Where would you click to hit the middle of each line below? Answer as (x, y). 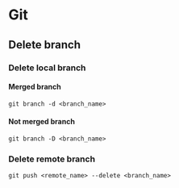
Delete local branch (47, 68)
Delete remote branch (52, 159)
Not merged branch (42, 122)
